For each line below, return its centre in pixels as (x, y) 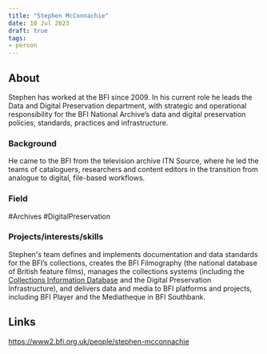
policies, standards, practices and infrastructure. (88, 123)
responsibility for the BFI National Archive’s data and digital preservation (127, 114)
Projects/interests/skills (56, 237)
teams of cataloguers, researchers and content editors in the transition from (133, 170)
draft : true (28, 30)
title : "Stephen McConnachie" (59, 16)
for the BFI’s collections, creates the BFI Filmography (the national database (133, 263)
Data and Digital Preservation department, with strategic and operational (128, 106)
